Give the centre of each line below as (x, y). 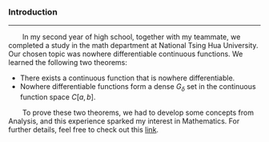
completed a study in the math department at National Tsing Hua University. (133, 46)
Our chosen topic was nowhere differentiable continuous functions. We (126, 54)
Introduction (33, 12)
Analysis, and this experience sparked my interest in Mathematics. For (124, 121)
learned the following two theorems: (68, 63)
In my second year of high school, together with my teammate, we (132, 37)
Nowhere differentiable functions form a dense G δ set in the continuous (138, 88)
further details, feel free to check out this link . (83, 130)
